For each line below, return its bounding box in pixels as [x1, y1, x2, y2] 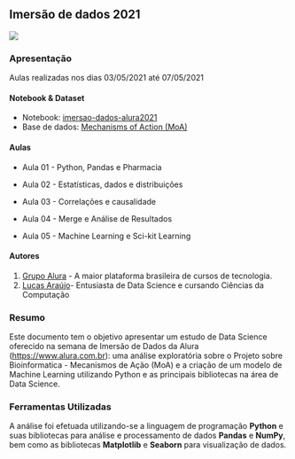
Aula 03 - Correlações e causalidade [21, 196, 157, 206]
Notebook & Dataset [9, 92, 85, 103]
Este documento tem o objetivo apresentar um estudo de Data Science [9, 331, 268, 342]
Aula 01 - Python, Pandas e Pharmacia [21, 161, 162, 172]
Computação [21, 289, 70, 300]
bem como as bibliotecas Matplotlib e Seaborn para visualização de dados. [9, 440, 287, 450]
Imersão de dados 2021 [9, 7, 141, 22]
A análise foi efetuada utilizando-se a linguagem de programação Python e [9, 421, 283, 432]
